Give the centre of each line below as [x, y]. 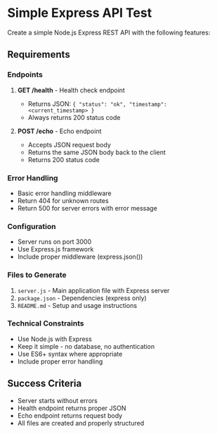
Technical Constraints [46, 323]
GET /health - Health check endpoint [71, 90]
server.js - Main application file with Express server [93, 290]
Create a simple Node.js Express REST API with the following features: [109, 32]
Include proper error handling [60, 361]
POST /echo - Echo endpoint [59, 131]
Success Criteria [45, 384]
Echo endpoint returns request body [70, 415]
